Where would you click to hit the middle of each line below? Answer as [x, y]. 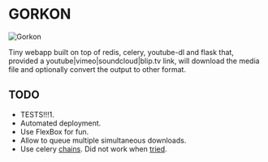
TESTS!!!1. [37, 114]
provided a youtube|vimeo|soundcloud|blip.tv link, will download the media [134, 61]
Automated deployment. [61, 123]
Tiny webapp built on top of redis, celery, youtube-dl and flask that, [121, 52]
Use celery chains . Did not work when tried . [94, 149]
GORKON [40, 14]
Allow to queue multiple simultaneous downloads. [103, 140]
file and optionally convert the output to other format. [97, 69]
